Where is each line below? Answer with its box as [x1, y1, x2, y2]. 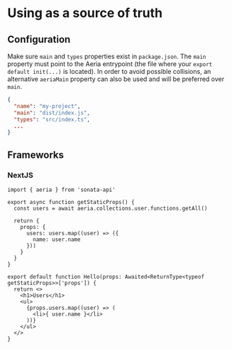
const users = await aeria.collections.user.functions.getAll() [13, 205, 208, 212]
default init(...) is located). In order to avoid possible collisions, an [7, 68, 211, 75]
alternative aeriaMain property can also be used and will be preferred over [7, 75, 225, 83]
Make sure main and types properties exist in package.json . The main [7, 52, 206, 60]
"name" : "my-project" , [13, 102, 81, 109]
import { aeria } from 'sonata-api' [7, 186, 116, 193]
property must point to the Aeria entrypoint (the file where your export [7, 60, 213, 68]
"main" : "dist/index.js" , [13, 109, 91, 117]
